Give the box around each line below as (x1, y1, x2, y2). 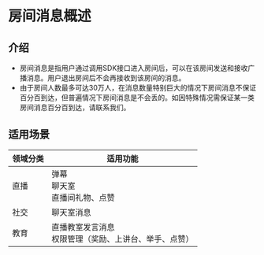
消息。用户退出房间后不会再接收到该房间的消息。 (26, 73, 186, 83)
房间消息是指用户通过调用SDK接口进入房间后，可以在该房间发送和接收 (19, 64, 248, 72)
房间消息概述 (8, 7, 92, 25)
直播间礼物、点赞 (51, 192, 116, 203)
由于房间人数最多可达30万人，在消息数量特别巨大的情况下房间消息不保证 (19, 83, 257, 92)
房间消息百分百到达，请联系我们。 (19, 103, 131, 112)
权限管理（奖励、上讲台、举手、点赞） (51, 233, 195, 244)
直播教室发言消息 (51, 221, 116, 232)
